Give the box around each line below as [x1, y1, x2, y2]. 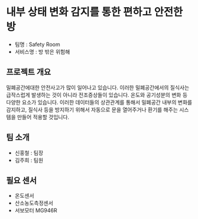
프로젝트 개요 [6, 67, 51, 77]
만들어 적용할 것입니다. [17, 113, 70, 120]
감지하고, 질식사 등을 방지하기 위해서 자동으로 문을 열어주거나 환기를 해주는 [6, 106, 178, 113]
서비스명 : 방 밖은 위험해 [14, 48, 70, 55]
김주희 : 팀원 [14, 156, 44, 164]
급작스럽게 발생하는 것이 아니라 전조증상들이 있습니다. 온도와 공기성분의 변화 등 [6, 91, 188, 98]
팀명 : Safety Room [14, 41, 60, 48]
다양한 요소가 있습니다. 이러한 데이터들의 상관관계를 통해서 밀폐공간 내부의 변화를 [6, 99, 193, 106]
